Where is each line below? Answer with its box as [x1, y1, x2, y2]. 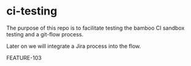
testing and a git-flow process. [6, 30, 84, 38]
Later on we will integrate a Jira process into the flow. [6, 42, 141, 50]
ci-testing [6, 4, 58, 18]
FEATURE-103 [6, 54, 42, 61]
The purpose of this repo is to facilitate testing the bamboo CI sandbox [6, 24, 185, 31]
